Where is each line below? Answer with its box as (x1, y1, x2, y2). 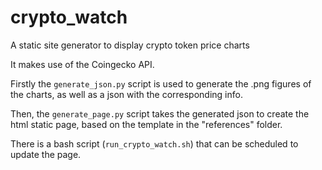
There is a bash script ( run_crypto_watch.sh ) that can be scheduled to (10, 137, 299, 150)
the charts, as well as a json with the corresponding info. (10, 88, 243, 100)
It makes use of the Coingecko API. (10, 58, 155, 70)
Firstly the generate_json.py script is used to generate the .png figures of (10, 77, 312, 90)
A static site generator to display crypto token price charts (10, 39, 250, 51)
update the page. (10, 148, 82, 160)
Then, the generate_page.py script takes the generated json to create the (10, 107, 310, 120)
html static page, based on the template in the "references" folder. (10, 118, 283, 130)
